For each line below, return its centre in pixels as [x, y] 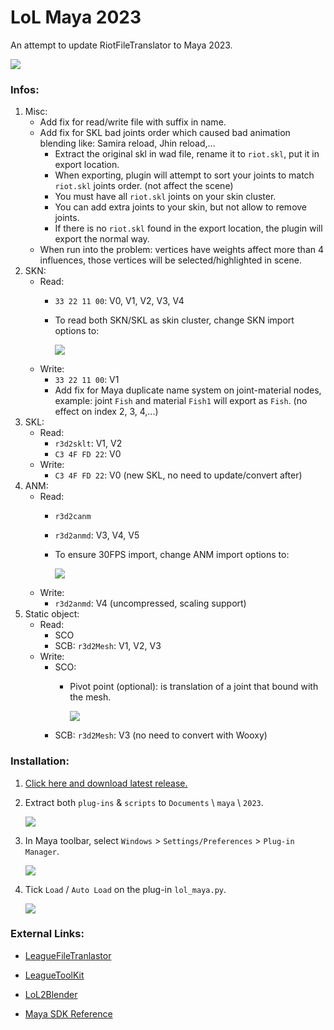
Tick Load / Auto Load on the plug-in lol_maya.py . [125, 889]
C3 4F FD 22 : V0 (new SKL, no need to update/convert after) [178, 475]
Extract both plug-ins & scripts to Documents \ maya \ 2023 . [144, 802]
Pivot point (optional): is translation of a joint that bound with [194, 687]
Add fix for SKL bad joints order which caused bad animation [165, 133]
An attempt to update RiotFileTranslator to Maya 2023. [121, 45]
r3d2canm [73, 517]
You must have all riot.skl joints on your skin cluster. [165, 197]
